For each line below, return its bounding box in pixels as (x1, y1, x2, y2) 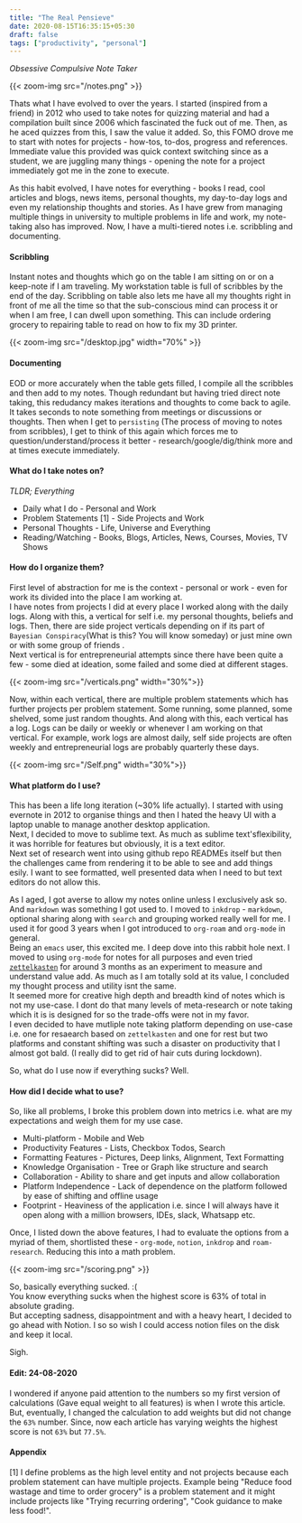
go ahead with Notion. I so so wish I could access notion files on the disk (9, 1320, 279, 1331)
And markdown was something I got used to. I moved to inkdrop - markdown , (9, 904, 283, 915)
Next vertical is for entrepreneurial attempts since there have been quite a (9, 649, 284, 660)
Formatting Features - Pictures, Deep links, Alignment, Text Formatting (22, 1152, 285, 1163)
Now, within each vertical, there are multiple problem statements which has (9, 694, 288, 705)
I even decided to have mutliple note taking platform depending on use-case (9, 1019, 293, 1030)
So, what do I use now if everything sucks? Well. (9, 1065, 189, 1076)
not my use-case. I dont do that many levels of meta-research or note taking (9, 999, 293, 1011)
